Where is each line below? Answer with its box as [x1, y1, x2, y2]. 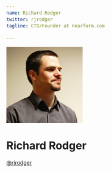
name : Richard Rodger [6, 10, 62, 16]
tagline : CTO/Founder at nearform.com [6, 23, 105, 29]
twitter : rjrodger [6, 16, 53, 23]
